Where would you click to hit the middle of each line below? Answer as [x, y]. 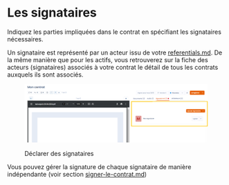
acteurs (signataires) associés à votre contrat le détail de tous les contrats [113, 67]
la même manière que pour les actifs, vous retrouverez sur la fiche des [108, 59]
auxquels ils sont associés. [45, 75]
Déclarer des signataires [59, 154]
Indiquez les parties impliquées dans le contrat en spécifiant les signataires [114, 32]
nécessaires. [25, 39]
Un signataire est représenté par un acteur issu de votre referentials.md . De [115, 52]
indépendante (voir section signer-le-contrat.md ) [77, 175]
